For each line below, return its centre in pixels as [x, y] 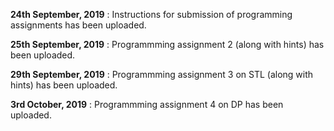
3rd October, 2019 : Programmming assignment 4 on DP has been [147, 104]
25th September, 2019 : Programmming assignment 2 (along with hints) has [167, 44]
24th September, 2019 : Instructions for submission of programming [151, 14]
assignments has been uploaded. [78, 25]
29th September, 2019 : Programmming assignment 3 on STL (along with [162, 74]
